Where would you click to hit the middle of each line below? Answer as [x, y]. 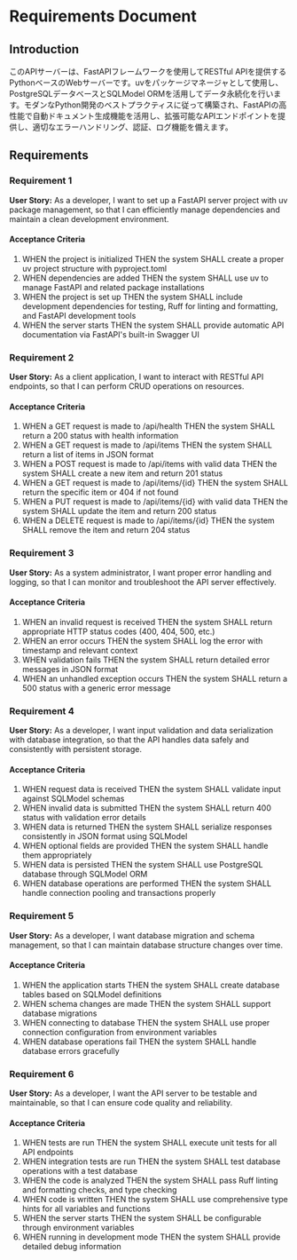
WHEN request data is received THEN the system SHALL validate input [151, 789]
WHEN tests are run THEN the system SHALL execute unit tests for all [149, 1143]
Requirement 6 [42, 1074]
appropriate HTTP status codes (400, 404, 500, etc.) [118, 631]
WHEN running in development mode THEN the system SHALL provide [151, 1237]
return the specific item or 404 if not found [100, 492]
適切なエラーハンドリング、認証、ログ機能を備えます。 [133, 127]
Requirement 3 [42, 553]
